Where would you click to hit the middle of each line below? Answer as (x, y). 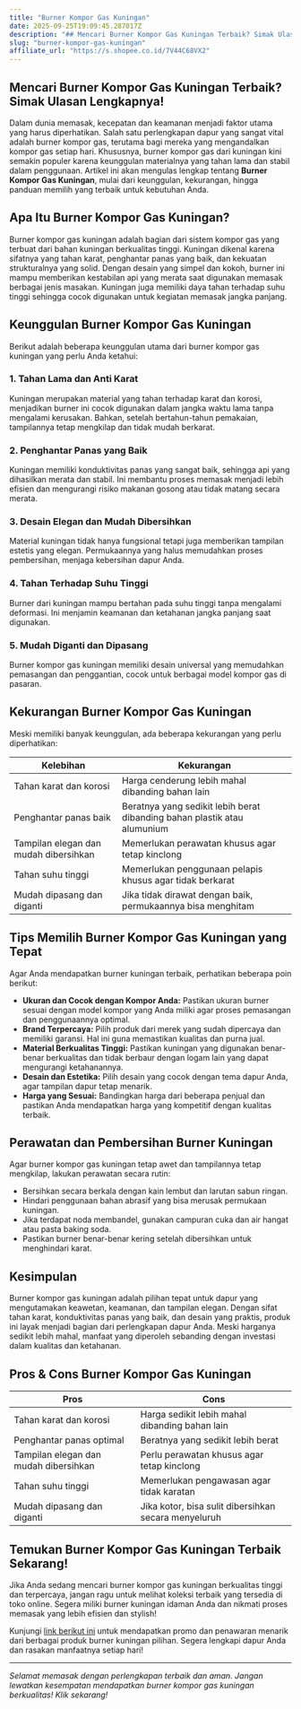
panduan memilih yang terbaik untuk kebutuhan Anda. (109, 189)
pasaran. (26, 684)
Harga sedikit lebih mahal (193, 1415)
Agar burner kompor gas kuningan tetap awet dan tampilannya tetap (135, 1164)
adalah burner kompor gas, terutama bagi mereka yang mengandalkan (139, 142)
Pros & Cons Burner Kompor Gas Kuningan (130, 1374)
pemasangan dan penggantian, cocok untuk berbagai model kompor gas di (148, 674)
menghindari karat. (57, 1248)
